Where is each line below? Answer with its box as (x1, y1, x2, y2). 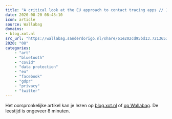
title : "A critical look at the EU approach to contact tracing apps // (5, 7, 164, 13)
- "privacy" (14, 83, 40, 88)
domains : (5, 27, 24, 32)
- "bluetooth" (14, 55, 45, 60)
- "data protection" (14, 64, 58, 69)
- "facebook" (14, 74, 42, 79)
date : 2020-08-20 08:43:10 (5, 12, 63, 17)
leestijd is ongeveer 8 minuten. (5, 108, 70, 114)
